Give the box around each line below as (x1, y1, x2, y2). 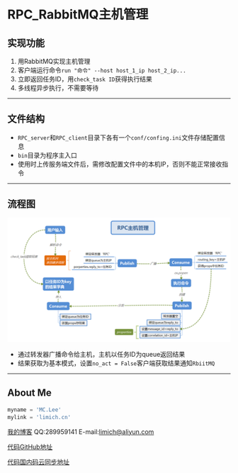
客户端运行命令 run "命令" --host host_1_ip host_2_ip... (17, 66, 186, 74)
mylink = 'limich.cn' (7, 413, 72, 421)
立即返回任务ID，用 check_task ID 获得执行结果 (17, 75, 152, 83)
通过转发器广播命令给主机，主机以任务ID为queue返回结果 (17, 350, 186, 359)
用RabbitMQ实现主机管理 (17, 57, 91, 65)
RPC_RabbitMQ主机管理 (7, 6, 149, 23)
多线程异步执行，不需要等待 (17, 84, 99, 92)
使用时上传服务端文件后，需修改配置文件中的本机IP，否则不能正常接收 (17, 160, 222, 168)
